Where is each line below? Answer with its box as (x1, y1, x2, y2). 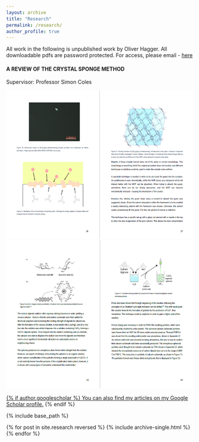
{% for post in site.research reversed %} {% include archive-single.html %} (6, 424, 191, 431)
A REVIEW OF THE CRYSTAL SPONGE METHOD (6, 65, 125, 72)
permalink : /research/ (6, 22, 62, 28)
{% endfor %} (6, 430, 40, 437)
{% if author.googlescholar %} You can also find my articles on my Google (6, 394, 188, 402)
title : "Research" (6, 15, 52, 22)
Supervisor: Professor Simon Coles (6, 78, 92, 86)
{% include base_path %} (6, 412, 69, 419)
